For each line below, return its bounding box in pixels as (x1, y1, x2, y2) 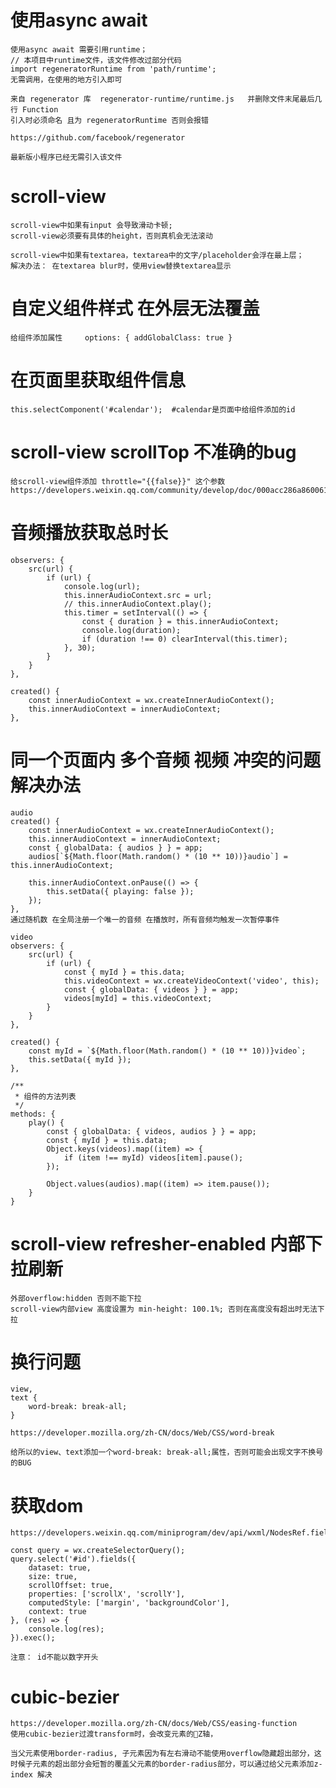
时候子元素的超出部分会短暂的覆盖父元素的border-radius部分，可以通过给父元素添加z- (10, 1759, 323, 1770)
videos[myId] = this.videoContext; (63, 993, 213, 1003)
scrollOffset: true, (28, 1581, 114, 1591)
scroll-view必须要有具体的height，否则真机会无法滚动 (10, 231, 213, 241)
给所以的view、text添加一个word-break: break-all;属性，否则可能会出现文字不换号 (10, 1447, 324, 1458)
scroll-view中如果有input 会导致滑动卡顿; (10, 220, 173, 230)
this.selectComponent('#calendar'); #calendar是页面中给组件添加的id (10, 404, 296, 415)
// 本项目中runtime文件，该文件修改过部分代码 (10, 55, 182, 65)
